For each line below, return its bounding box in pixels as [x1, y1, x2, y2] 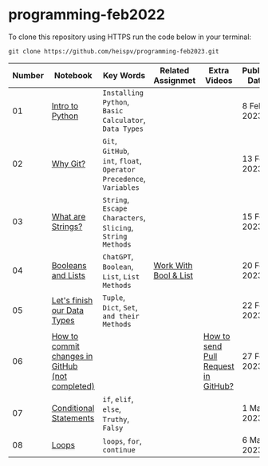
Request [203, 361, 235, 372]
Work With [153, 259, 193, 271]
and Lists [51, 270, 86, 281]
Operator [102, 165, 136, 174]
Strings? [51, 221, 83, 232]
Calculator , [102, 114, 146, 125]
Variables [102, 183, 140, 192]
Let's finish [51, 294, 93, 306]
